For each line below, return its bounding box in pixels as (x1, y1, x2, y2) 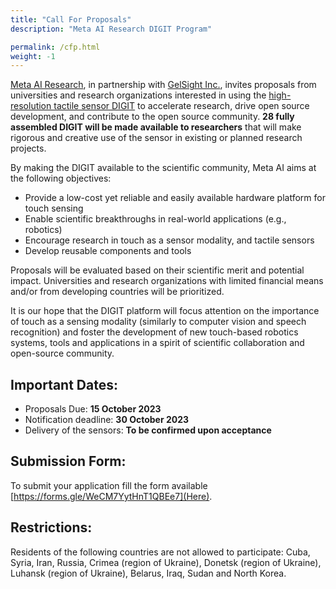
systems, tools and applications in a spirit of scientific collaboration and (10, 337, 305, 349)
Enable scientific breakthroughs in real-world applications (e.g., (24, 213, 287, 225)
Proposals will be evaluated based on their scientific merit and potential (10, 264, 305, 276)
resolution (10, 100, 52, 112)
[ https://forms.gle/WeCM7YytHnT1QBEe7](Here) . (10, 490, 213, 502)
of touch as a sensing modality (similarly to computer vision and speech (10, 316, 307, 328)
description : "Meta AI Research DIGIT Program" (10, 24, 213, 34)
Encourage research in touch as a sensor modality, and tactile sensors (24, 234, 315, 246)
